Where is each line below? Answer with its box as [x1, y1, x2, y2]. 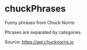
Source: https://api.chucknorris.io [4, 38, 74, 45]
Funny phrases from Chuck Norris [4, 19, 74, 25]
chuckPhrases [4, 3, 66, 14]
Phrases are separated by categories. [4, 29, 82, 35]
